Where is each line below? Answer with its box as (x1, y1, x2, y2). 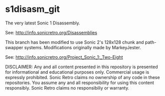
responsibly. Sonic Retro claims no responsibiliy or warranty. (5, 85, 130, 91)
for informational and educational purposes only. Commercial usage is (5, 69, 150, 75)
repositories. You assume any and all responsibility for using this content (5, 80, 155, 86)
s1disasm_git (5, 3, 60, 15)
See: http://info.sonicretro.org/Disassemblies (5, 29, 97, 35)
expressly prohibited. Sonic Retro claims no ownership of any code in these (5, 74, 161, 80)
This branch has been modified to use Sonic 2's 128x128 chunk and (5, 39, 144, 45)
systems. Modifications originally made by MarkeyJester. (24, 44, 141, 50)
